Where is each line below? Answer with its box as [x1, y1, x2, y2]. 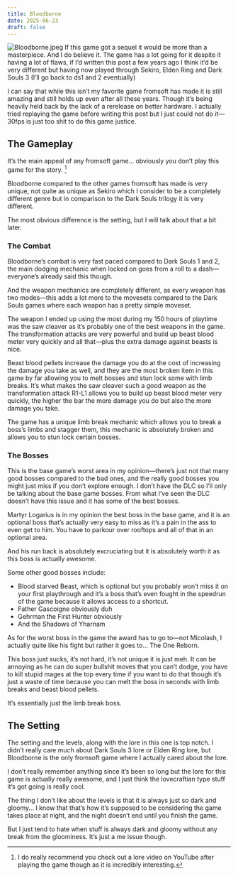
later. [7, 223, 23, 232]
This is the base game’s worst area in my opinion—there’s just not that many [7, 467, 229, 475]
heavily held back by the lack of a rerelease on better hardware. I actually [7, 102, 222, 111]
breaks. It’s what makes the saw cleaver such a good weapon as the [7, 382, 207, 390]
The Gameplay [7, 138, 73, 150]
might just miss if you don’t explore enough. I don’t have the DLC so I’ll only [7, 482, 227, 490]
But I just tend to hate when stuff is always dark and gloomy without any [7, 825, 217, 833]
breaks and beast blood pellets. [7, 685, 99, 693]
